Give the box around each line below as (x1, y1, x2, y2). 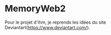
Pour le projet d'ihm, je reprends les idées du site (5, 19, 106, 25)
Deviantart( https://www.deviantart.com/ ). (5, 24, 90, 30)
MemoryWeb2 (5, 3, 66, 14)
